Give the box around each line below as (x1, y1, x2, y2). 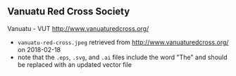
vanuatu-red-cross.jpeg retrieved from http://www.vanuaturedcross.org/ (17, 38, 229, 46)
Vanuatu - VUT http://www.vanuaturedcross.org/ (7, 24, 149, 32)
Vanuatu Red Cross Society (7, 6, 130, 18)
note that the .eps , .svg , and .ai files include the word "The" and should (17, 53, 228, 61)
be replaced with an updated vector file (17, 60, 132, 69)
